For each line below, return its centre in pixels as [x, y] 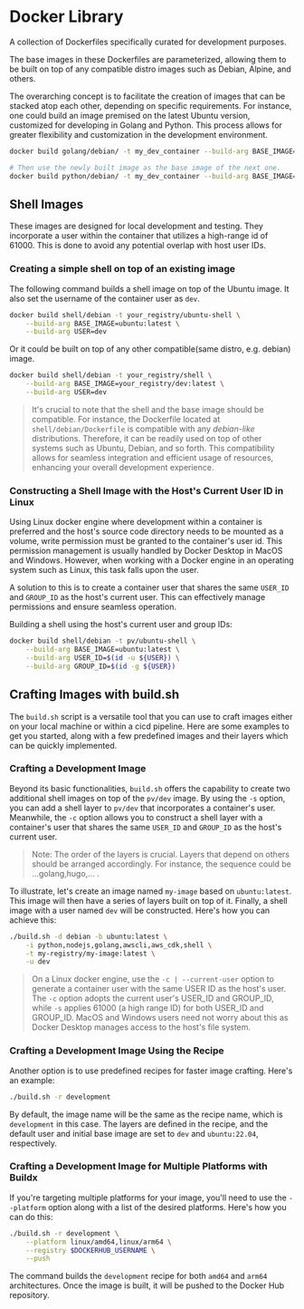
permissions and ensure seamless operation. [93, 607]
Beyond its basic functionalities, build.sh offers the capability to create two [150, 788]
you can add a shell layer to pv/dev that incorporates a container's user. [142, 808]
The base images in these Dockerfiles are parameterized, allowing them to [148, 59]
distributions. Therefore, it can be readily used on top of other [147, 438]
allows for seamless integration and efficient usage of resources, [152, 457]
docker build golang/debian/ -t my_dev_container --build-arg [129, 151]
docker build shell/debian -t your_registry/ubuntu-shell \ [125, 315]
